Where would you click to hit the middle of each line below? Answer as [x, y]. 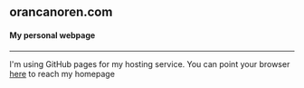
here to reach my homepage [62, 73]
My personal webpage [52, 35]
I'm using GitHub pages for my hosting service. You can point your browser [150, 64]
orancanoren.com [61, 12]
